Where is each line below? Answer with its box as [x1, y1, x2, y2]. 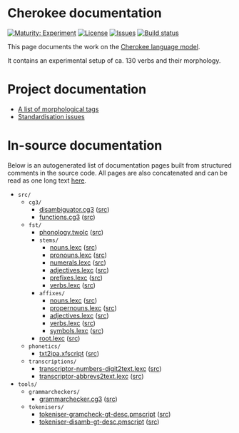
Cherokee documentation [7, 5, 162, 21]
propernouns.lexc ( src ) [49, 303, 118, 312]
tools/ [17, 380, 38, 388]
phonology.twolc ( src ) [39, 228, 104, 236]
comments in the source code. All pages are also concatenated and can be [7, 168, 228, 177]
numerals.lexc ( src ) [49, 258, 107, 267]
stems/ [39, 237, 59, 244]
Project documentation [7, 81, 147, 98]
